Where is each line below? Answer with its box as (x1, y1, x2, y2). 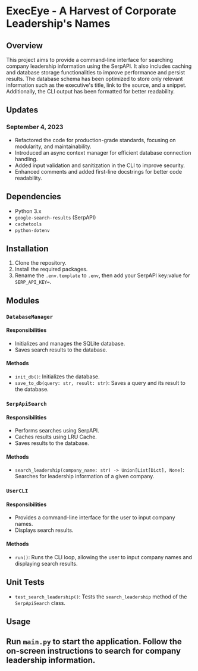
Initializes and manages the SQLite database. (14, 340, 125, 347)
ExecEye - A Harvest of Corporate (6, 4, 177, 18)
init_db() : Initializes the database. (14, 373, 100, 380)
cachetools (14, 221, 42, 227)
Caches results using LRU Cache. (14, 433, 97, 441)
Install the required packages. (14, 266, 88, 273)
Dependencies (6, 192, 61, 202)
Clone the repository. (14, 259, 67, 266)
